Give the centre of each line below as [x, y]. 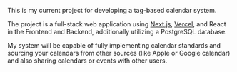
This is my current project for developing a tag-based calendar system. [112, 10]
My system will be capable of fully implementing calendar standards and [114, 45]
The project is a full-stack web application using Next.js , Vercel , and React [117, 24]
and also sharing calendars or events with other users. [87, 61]
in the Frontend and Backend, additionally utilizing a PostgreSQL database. [117, 32]
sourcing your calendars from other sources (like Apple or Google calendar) [119, 53]
